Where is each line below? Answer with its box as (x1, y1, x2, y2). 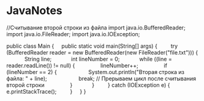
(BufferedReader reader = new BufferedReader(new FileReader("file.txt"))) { (6, 48, 198, 56)
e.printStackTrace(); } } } (6, 88, 86, 95)
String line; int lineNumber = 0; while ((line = (24, 55, 173, 62)
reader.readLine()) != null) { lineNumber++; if (6, 62, 167, 69)
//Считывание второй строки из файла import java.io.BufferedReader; (6, 24, 186, 31)
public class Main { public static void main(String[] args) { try (6, 42, 178, 50)
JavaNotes (6, 4, 62, 18)
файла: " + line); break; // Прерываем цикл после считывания (6, 75, 197, 82)
